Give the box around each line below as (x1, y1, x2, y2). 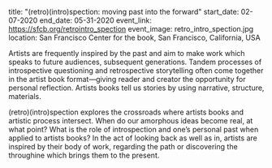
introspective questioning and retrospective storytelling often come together (8, 66, 264, 75)
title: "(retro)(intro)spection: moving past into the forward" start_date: (8, 7, 240, 16)
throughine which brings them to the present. (8, 150, 160, 160)
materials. (8, 92, 42, 101)
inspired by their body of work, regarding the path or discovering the (8, 142, 238, 151)
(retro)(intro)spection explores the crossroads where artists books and (8, 107, 244, 117)
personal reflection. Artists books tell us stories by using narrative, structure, (8, 83, 265, 93)
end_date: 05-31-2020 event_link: (39, 15, 153, 25)
